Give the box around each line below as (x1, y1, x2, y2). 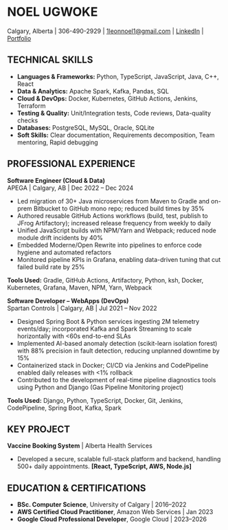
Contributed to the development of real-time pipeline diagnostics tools (16, 375, 216, 384)
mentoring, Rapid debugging (16, 138, 98, 146)
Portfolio (7, 34, 32, 42)
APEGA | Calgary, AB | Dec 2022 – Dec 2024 (7, 184, 134, 192)
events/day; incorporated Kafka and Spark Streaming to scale (16, 324, 192, 333)
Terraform (16, 101, 46, 110)
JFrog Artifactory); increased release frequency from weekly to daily (16, 219, 212, 227)
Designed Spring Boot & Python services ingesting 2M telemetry (16, 317, 200, 325)
